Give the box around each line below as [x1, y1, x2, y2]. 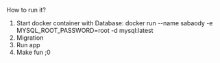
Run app [16, 41, 40, 49]
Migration [16, 34, 44, 42]
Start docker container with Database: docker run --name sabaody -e [16, 19, 213, 27]
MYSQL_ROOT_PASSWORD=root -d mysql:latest [16, 27, 154, 34]
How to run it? [6, 6, 46, 14]
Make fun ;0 [16, 48, 51, 56]
